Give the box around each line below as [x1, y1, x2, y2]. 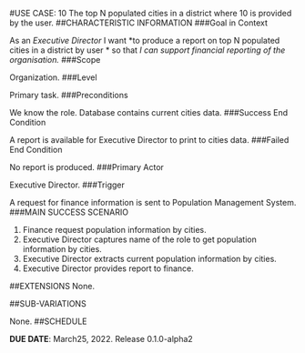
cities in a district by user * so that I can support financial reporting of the [9, 45, 286, 55]
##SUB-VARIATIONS [9, 298, 86, 308]
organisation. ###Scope [9, 55, 101, 65]
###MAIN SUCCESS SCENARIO [9, 207, 129, 217]
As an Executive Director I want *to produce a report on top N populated [9, 35, 280, 45]
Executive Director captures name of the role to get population [22, 234, 257, 245]
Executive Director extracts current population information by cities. [22, 254, 278, 264]
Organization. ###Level [9, 72, 97, 83]
